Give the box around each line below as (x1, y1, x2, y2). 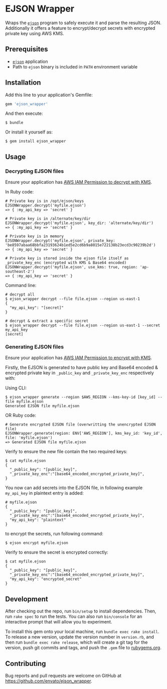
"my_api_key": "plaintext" (10, 517, 66, 523)
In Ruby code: (5, 189, 34, 195)
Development (5, 595, 49, 603)
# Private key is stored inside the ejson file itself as (5, 256, 129, 261)
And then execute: (5, 110, 43, 116)
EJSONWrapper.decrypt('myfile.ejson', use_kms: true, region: (5, 265, 138, 270)
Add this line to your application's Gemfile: (5, 92, 93, 98)
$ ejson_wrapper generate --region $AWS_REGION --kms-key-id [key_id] (5, 395, 156, 400)
